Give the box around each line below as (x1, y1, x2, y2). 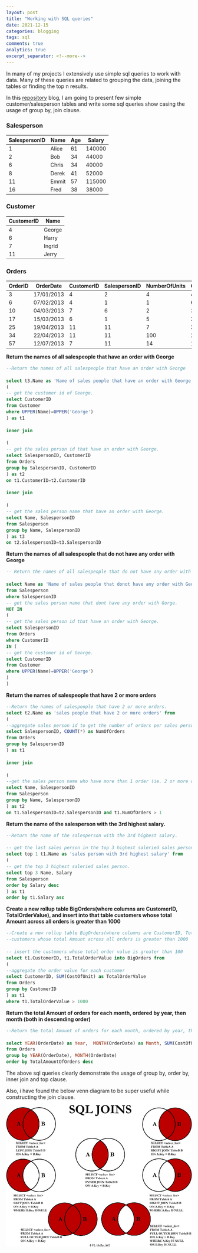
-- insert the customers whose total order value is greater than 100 (6, 948, 183, 955)
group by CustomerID (6, 986, 57, 992)
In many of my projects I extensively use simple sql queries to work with (6, 70, 181, 77)
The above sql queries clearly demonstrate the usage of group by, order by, (6, 1069, 190, 1077)
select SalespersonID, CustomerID (6, 452, 91, 459)
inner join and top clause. (6, 1076, 68, 1083)
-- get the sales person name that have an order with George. (6, 508, 165, 515)
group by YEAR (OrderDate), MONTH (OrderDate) (6, 1053, 117, 1059)
